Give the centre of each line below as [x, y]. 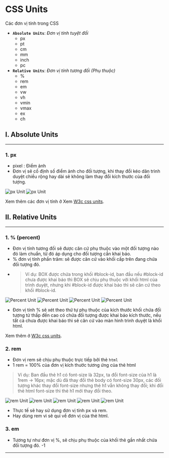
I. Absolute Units [32, 135]
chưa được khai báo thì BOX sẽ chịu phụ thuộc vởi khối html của [91, 280]
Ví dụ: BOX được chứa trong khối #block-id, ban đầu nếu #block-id [94, 274]
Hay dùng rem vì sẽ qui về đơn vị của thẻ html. [61, 416]
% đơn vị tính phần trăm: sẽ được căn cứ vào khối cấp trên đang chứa [85, 259]
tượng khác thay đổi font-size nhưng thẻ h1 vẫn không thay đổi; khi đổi [90, 386]
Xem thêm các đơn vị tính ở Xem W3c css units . [55, 202]
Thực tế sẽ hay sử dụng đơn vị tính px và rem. [60, 411]
